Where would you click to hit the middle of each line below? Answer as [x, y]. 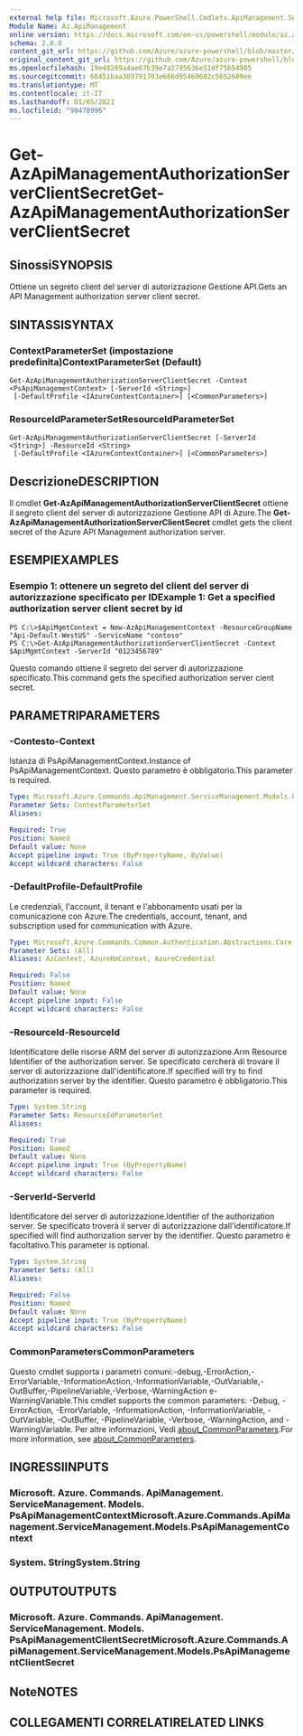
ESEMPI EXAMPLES [64, 560]
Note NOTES [44, 1692]
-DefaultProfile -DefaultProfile [76, 887]
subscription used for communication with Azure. [101, 925]
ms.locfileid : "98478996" [58, 110]
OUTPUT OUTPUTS [63, 1592]
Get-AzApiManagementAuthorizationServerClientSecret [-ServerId [133, 438]
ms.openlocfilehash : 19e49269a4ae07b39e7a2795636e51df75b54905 [131, 69]
